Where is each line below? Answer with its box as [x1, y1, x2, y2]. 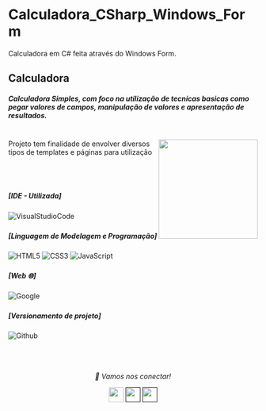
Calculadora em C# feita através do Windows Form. [8, 48, 177, 58]
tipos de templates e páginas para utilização [8, 148, 153, 157]
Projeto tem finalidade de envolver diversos [8, 139, 150, 148]
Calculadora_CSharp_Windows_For [8, 6, 245, 24]
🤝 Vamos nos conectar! [94, 371, 172, 382]
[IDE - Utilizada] [8, 191, 62, 201]
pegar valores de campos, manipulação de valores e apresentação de [8, 102, 245, 112]
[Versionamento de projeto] [8, 311, 101, 321]
